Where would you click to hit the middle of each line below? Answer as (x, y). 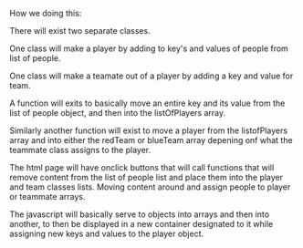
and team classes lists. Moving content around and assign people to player (150, 187)
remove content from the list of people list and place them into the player (146, 177)
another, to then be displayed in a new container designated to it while (141, 224)
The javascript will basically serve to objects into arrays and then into (140, 214)
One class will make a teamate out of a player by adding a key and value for (151, 76)
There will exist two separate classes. (80, 31)
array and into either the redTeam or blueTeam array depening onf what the (151, 140)
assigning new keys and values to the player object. (107, 233)
